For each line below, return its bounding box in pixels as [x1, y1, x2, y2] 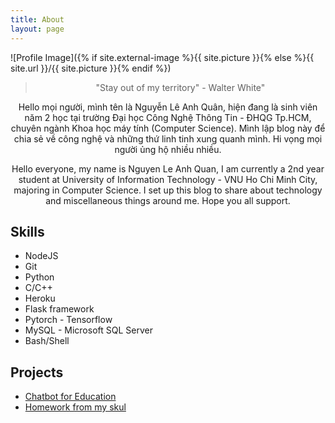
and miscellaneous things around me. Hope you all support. [45, 194, 291, 206]
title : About [10, 14, 65, 25]
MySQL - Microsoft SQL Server [24, 324, 153, 336]
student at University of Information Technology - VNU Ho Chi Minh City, [18, 173, 318, 185]
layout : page [10, 24, 65, 34]
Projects [10, 364, 64, 381]
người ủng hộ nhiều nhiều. [114, 143, 222, 155]
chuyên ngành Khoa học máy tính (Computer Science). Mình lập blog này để [10, 122, 326, 134]
